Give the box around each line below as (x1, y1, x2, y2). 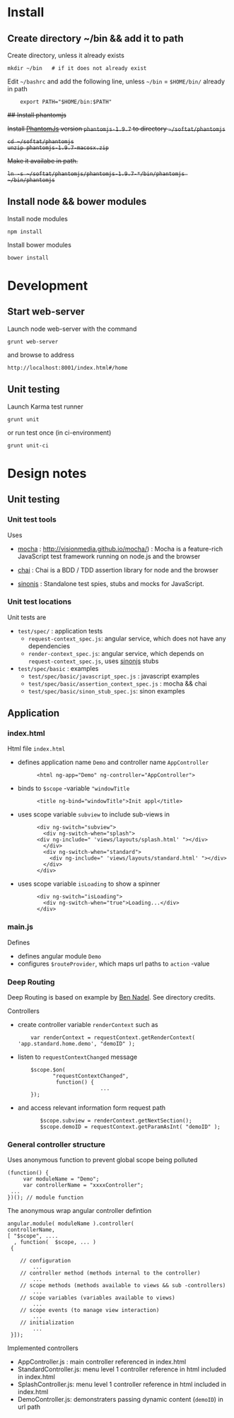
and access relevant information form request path (17, 1103, 166, 1112)
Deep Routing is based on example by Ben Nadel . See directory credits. (7, 993, 216, 1002)
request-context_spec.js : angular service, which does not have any (28, 634, 226, 643)
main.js (7, 922, 34, 932)
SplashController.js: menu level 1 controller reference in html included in (17, 1380, 227, 1389)
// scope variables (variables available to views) (20, 1294, 175, 1301)
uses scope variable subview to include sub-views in (17, 810, 170, 819)
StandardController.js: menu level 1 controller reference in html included (17, 1365, 226, 1373)
